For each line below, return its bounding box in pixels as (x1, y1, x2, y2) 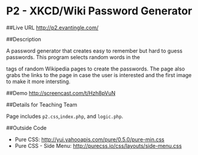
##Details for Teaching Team (6, 101, 78, 108)
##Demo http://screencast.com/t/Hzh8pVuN (6, 89, 116, 96)
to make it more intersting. (6, 78, 70, 85)
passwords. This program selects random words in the (6, 53, 140, 60)
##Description (6, 35, 42, 42)
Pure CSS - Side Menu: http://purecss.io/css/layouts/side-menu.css (14, 142, 182, 149)
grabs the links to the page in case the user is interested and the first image (6, 71, 192, 78)
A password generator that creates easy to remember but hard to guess (6, 47, 183, 54)
